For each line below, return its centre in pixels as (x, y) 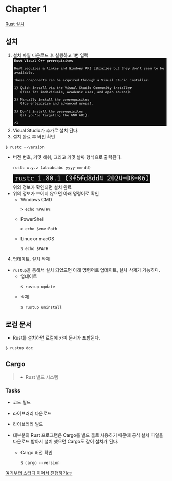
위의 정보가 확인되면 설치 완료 (42, 187)
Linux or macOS (37, 239)
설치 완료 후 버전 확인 (34, 137)
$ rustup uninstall (41, 307)
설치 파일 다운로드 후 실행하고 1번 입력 (50, 55)
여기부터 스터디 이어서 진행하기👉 (39, 473)
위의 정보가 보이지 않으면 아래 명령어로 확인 (56, 194)
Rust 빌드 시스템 (42, 377)
